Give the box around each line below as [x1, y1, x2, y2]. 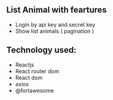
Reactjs [15, 61, 35, 68]
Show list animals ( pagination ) [15, 27, 95, 35]
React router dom [15, 67, 60, 75]
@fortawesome [15, 87, 54, 94]
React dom [15, 74, 43, 81]
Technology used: [6, 45, 77, 55]
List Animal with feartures [6, 5, 107, 15]
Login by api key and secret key [15, 21, 96, 28]
